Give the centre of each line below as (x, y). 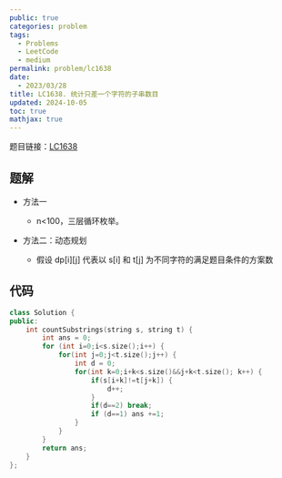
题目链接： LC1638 (44, 147)
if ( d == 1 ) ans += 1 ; (128, 414)
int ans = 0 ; (67, 338)
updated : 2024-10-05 (49, 102)
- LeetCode (38, 52)
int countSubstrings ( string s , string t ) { (110, 330)
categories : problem (49, 26)
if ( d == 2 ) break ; (121, 406)
